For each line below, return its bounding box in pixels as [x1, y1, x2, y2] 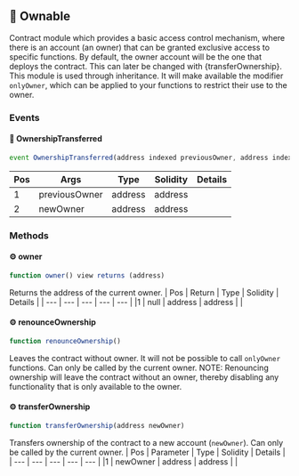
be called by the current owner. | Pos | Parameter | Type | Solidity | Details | [9, 447, 287, 457]
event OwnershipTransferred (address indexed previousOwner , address [9, 153, 269, 162]
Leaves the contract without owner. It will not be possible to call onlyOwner [9, 352, 281, 363]
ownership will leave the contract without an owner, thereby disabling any [9, 371, 279, 383]
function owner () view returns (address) [9, 270, 166, 280]
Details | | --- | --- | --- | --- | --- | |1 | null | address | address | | [9, 296, 243, 307]
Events [9, 111, 40, 124]
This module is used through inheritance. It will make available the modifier [9, 70, 284, 81]
